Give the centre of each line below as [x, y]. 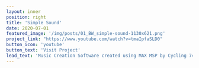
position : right [26, 17]
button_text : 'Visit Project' [44, 50]
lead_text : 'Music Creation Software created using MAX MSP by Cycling [96, 56]
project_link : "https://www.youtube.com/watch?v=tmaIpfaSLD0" [84, 39]
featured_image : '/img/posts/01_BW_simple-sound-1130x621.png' [86, 34]
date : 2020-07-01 [28, 28]
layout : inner [24, 12]
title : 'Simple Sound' [34, 22]
